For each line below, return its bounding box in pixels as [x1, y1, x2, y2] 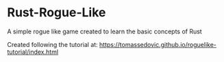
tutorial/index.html [7, 48, 59, 56]
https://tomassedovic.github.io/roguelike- [99, 40, 217, 48]
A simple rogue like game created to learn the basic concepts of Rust [7, 27, 202, 35]
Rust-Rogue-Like [7, 5, 106, 20]
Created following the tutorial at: [7, 40, 98, 48]
